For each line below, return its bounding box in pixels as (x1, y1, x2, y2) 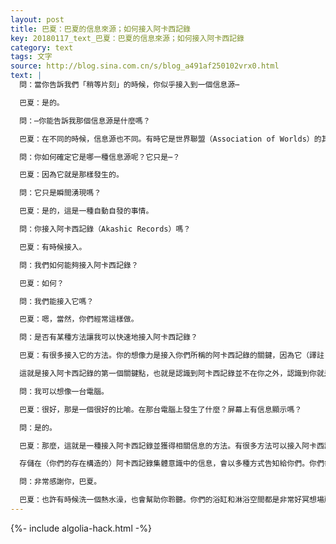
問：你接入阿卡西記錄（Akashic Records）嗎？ (19, 224, 192, 234)
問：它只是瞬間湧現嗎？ (19, 188, 102, 198)
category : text (10, 42, 74, 53)
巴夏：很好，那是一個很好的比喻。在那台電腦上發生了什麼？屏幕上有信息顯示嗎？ (19, 404, 303, 415)
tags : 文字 (10, 52, 53, 62)
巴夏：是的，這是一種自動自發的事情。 (19, 206, 154, 216)
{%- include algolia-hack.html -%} (10, 522, 152, 534)
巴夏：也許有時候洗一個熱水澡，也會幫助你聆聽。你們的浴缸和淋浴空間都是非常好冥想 (19, 495, 317, 505)
